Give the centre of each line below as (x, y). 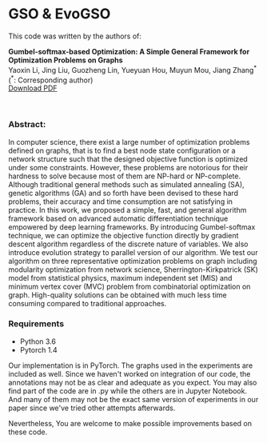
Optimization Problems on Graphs (66, 60)
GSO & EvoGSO (60, 14)
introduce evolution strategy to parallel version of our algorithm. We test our (133, 252)
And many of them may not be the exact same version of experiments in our (133, 399)
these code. (28, 432)
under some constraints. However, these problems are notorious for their (128, 167)
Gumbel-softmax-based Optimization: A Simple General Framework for (129, 51)
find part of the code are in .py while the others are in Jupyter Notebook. (128, 391)
